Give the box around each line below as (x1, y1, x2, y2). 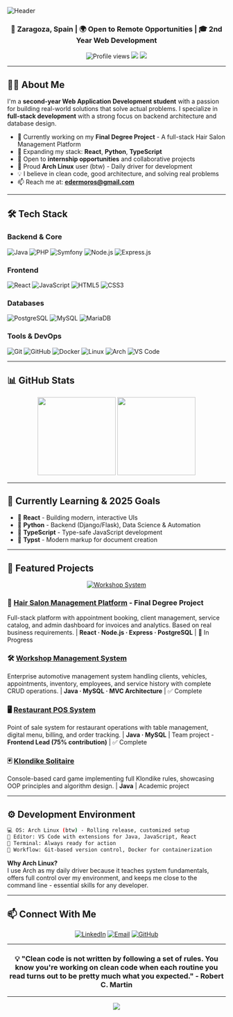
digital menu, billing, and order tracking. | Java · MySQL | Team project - (7, 730, 214, 739)
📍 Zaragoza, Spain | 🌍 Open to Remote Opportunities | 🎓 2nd (10, 24, 223, 34)
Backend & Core (7, 232, 62, 242)
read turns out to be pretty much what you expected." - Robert (9, 971, 224, 981)
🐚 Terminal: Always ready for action (7, 839, 116, 846)
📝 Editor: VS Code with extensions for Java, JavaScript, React (7, 833, 197, 840)
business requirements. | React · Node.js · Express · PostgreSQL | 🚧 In (7, 629, 209, 637)
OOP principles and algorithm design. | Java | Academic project (7, 782, 189, 790)
